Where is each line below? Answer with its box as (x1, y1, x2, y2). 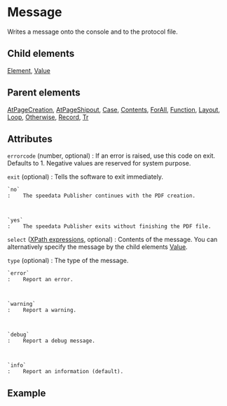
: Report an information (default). (7, 368, 124, 375)
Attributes (7, 133, 53, 144)
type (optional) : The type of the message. (7, 257, 129, 265)
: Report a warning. (7, 306, 77, 314)
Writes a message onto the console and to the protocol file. (7, 27, 179, 36)
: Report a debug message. (7, 337, 96, 344)
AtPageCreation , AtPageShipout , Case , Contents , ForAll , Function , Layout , (7, 105, 221, 114)
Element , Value (7, 66, 50, 74)
